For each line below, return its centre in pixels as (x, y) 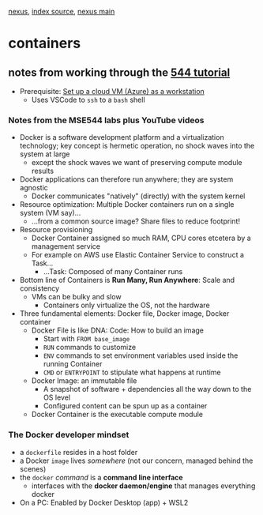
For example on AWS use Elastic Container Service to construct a (138, 255)
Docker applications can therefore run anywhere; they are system (126, 179)
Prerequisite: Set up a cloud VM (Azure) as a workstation (112, 91)
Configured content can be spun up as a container (125, 406)
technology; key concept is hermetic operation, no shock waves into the (137, 146)
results (42, 171)
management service (66, 246)
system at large (45, 154)
